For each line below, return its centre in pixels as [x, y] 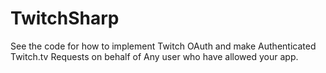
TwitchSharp [65, 18]
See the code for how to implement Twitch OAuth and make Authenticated [163, 46]
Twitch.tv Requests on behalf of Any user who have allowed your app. [154, 56]
